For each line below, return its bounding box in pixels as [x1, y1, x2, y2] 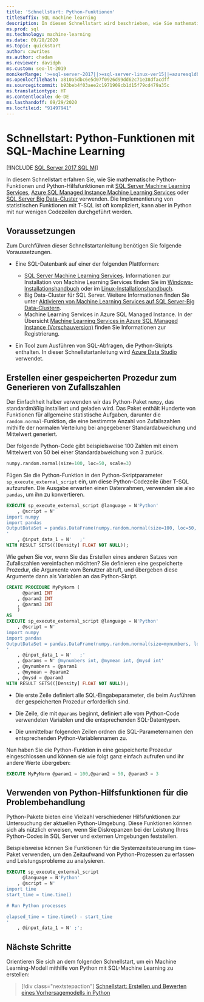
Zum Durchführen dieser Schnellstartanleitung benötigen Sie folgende [6, 242, 182, 249]
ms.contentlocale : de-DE [6, 94, 69, 100]
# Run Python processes [6, 902, 67, 909]
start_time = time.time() [6, 891, 72, 897]
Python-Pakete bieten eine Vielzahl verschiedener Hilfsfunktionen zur [6, 813, 181, 821]
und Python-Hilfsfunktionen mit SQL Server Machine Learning [35, 182, 191, 190]
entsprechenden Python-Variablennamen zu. [15, 734, 127, 742]
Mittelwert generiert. [6, 430, 58, 438]
